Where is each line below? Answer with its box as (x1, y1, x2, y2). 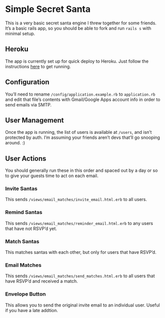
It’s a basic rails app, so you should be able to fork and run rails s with (5, 25, 152, 31)
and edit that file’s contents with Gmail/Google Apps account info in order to (5, 96, 161, 103)
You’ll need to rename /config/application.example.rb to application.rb (5, 91, 156, 97)
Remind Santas (5, 209, 43, 216)
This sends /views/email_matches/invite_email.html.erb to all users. (5, 197, 148, 203)
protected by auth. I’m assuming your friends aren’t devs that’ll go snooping (5, 134, 161, 140)
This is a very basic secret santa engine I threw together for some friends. (5, 20, 157, 26)
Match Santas (5, 238, 40, 245)
